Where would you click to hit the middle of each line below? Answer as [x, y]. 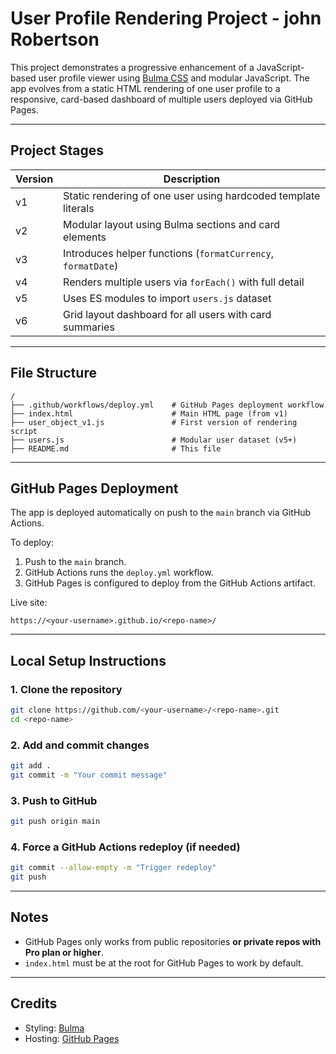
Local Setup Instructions [88, 660]
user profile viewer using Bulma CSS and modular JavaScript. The [174, 78]
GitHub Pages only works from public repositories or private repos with [173, 941]
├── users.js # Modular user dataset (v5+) [154, 440]
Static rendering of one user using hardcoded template [192, 195]
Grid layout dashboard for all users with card [167, 314]
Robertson [55, 39]
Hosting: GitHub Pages [72, 1038]
